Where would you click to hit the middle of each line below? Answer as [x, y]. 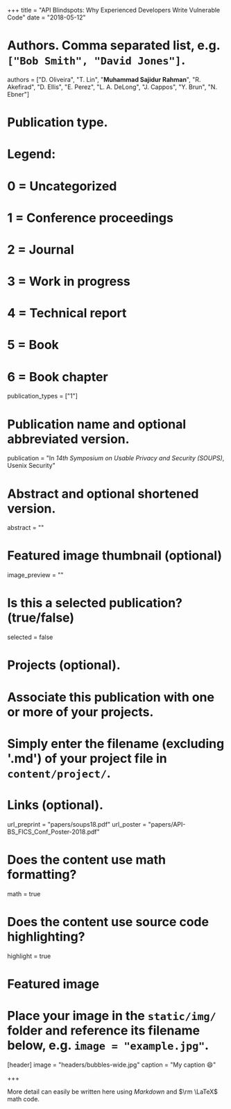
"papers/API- [167, 824]
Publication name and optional [97, 424]
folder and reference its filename [103, 1030]
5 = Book [33, 345]
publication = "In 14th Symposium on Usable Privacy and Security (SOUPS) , [116, 458]
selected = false [30, 637]
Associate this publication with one [111, 697]
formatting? [42, 874]
